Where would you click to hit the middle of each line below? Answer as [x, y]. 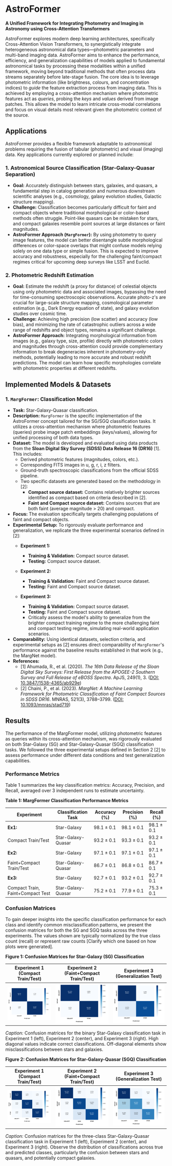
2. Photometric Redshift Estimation [49, 275]
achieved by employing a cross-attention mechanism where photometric [82, 93]
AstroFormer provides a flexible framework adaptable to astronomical [79, 143]
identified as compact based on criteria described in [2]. [87, 498]
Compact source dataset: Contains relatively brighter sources [94, 492]
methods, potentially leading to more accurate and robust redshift [82, 357]
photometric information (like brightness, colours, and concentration [77, 82]
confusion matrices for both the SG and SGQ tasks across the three [76, 930]
